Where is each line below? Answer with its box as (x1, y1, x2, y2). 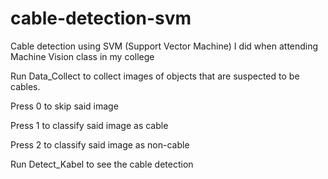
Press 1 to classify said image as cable (10, 119, 169, 131)
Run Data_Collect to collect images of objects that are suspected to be (10, 70, 300, 82)
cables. (10, 80, 41, 92)
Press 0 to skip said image (10, 100, 119, 112)
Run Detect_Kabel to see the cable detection (10, 158, 194, 170)
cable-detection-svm (10, 7, 192, 30)
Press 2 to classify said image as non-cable (10, 138, 190, 151)
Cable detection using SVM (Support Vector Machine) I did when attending (10, 40, 319, 52)
